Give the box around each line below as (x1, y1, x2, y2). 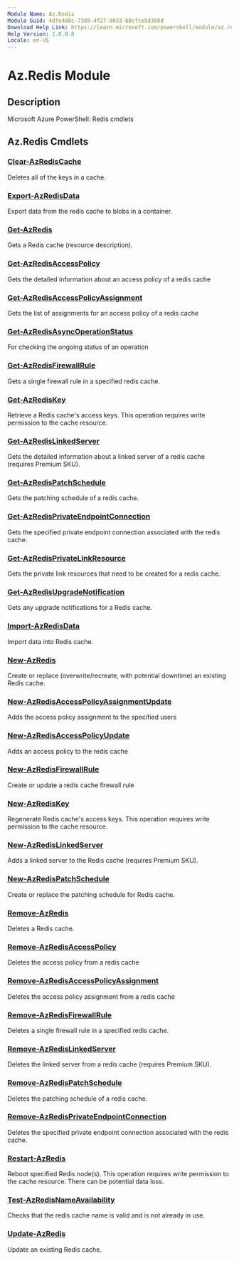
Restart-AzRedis (7, 1153, 66, 1163)
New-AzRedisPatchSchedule (7, 874, 110, 884)
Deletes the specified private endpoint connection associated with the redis (7, 1128, 229, 1136)
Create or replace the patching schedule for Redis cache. (7, 890, 176, 898)
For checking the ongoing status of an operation (7, 343, 149, 351)
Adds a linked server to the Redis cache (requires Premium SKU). (7, 856, 198, 865)
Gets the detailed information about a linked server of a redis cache (7, 452, 205, 461)
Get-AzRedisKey (7, 395, 66, 405)
